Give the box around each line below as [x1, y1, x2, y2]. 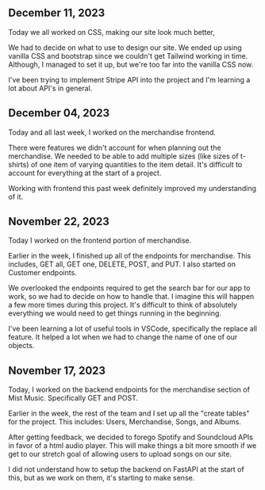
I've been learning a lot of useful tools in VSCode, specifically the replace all [8, 324, 258, 334]
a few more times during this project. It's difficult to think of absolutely [8, 301, 238, 310]
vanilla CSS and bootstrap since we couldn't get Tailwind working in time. [8, 51, 248, 60]
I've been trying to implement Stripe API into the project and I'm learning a [8, 75, 251, 84]
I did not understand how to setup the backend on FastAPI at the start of [8, 465, 244, 474]
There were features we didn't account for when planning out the [8, 143, 221, 152]
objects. [8, 341, 35, 350]
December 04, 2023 [8, 106, 110, 120]
